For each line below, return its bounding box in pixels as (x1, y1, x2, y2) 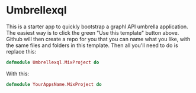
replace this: (6, 48, 37, 55)
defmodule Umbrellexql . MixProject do (6, 59, 99, 65)
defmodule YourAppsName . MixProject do (6, 81, 102, 87)
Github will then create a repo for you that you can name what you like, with (6, 35, 191, 42)
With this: (6, 70, 30, 77)
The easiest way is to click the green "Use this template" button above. (6, 29, 179, 36)
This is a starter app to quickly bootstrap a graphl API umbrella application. (6, 23, 188, 30)
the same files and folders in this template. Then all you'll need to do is (6, 42, 179, 49)
